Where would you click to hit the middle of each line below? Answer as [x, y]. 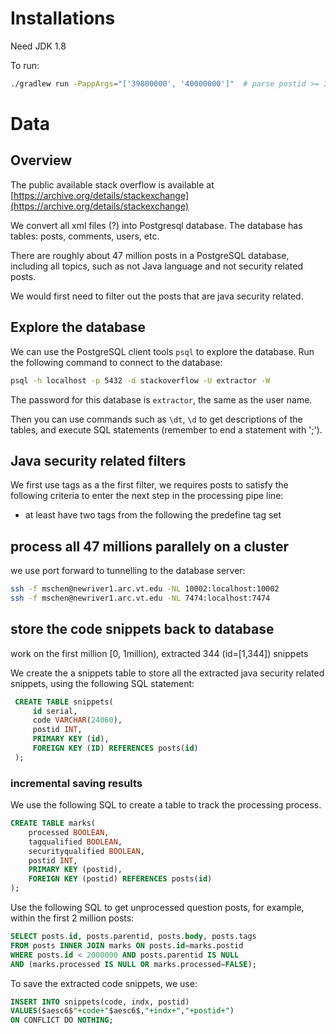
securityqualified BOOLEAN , [86, 851]
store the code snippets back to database [142, 629]
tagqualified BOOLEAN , [75, 842]
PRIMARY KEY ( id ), [71, 739]
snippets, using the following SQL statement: [102, 683]
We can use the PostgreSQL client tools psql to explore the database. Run [162, 351]
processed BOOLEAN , [69, 832]
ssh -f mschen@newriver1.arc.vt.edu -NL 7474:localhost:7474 [140, 598]
